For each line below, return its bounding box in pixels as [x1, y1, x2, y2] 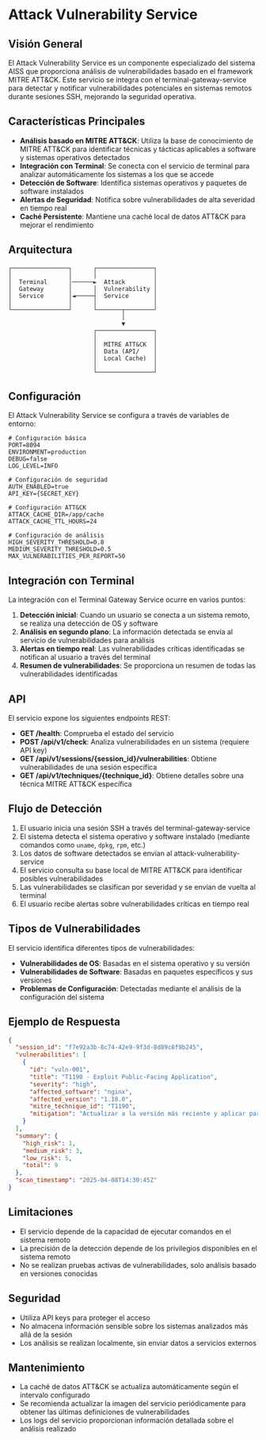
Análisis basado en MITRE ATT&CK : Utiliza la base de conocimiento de [19, 136, 253, 145]
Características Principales [8, 115, 146, 128]
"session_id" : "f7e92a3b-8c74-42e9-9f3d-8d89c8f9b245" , [15, 1044, 203, 1051]
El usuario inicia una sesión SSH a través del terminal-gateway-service [19, 823, 251, 833]
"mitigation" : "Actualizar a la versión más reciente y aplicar [28, 1110, 246, 1118]
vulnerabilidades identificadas [19, 669, 118, 679]
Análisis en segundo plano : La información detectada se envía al [19, 627, 234, 637]
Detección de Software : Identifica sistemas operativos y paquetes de [19, 178, 247, 187]
